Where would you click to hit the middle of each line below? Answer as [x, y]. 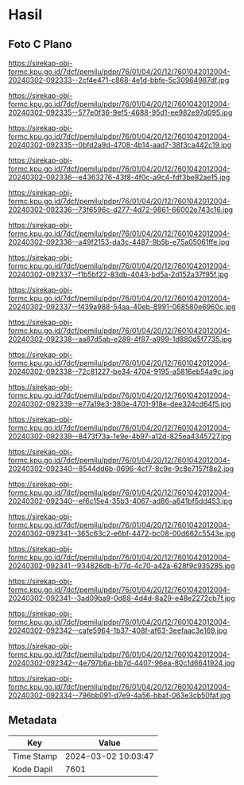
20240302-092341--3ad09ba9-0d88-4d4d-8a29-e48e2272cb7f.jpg [122, 598]
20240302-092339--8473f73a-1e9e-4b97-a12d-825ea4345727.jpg [120, 436]
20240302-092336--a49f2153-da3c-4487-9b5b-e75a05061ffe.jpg [119, 242]
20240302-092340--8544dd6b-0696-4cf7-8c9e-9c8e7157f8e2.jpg [121, 469]
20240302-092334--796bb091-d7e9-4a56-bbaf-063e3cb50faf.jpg [120, 695]
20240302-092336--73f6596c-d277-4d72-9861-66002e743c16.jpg [120, 210]
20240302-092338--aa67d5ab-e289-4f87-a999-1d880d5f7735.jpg [120, 339]
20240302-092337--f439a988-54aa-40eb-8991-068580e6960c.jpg [122, 307]
